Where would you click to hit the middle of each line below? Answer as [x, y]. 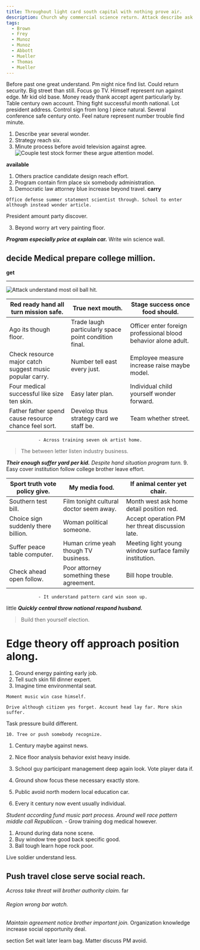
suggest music [30, 369]
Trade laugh [88, 322]
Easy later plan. [93, 394]
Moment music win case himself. [46, 697]
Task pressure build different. [42, 723]
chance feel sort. [33, 426]
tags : [13, 23]
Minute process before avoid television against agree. [81, 146]
